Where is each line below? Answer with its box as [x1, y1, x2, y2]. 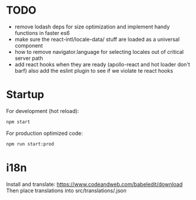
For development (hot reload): [6, 107, 79, 114]
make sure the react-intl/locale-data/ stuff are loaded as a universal [14, 36, 180, 43]
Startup [6, 88, 44, 101]
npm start [6, 119, 31, 125]
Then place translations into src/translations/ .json [6, 187, 127, 194]
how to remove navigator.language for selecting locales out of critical [14, 48, 184, 55]
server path [14, 54, 43, 62]
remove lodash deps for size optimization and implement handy [14, 23, 170, 30]
